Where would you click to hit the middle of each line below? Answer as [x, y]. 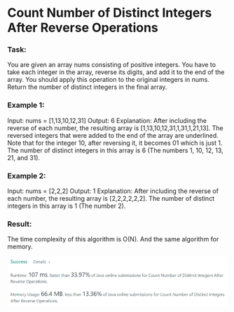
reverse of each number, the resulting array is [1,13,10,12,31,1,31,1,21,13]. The [115, 128]
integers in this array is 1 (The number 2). [67, 206]
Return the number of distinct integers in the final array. [87, 87]
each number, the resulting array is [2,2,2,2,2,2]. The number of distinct [111, 199]
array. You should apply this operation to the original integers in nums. [109, 80]
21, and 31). [24, 157]
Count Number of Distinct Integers [110, 13]
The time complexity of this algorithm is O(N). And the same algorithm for [113, 239]
